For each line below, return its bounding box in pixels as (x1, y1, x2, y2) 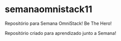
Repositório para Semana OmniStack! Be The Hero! (5, 20, 112, 26)
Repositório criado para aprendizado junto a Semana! (5, 30, 116, 36)
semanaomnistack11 (5, 4, 93, 15)
